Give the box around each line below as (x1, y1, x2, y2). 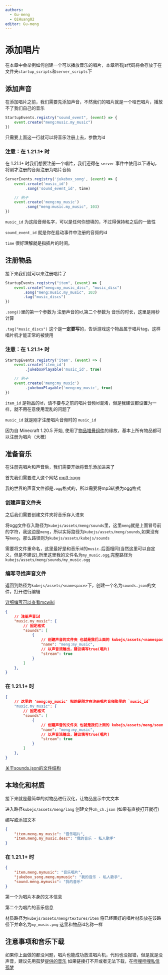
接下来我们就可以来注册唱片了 (5, 270, 66, 276)
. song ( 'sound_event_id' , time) (25, 186, 91, 191)
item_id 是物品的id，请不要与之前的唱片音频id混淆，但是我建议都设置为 (5, 400, 152, 406)
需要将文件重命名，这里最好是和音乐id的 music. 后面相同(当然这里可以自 (5, 546, 151, 552)
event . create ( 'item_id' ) (14, 362, 66, 367)
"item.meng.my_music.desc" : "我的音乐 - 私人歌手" (14, 836, 116, 841)
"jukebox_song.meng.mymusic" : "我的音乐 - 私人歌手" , (14, 875, 122, 880)
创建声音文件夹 (5, 499, 41, 506)
